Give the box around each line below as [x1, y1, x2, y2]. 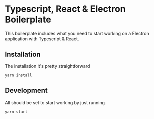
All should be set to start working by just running [5, 99, 105, 105]
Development [5, 86, 48, 95]
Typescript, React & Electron [5, 3, 126, 15]
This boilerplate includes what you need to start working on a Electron [5, 30, 149, 36]
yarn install [5, 73, 32, 78]
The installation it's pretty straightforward [5, 63, 90, 69]
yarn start [5, 109, 28, 114]
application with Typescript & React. [5, 36, 79, 42]
